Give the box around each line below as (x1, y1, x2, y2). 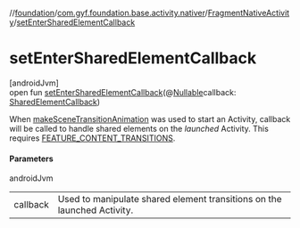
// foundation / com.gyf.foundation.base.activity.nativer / (9, 8, 208, 18)
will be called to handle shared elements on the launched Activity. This (9, 123, 270, 134)
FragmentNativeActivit (207, 8, 290, 18)
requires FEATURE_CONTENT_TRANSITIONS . (9, 133, 176, 143)
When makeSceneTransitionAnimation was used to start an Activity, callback (9, 113, 291, 124)
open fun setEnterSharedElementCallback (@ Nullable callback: (9, 86, 237, 97)
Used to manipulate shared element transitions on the (57, 193, 282, 206)
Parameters (9, 153, 54, 164)
